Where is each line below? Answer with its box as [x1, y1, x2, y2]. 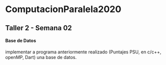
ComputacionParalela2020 [5, 4, 121, 15]
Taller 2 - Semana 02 [5, 24, 72, 32]
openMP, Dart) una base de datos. [5, 54, 77, 60]
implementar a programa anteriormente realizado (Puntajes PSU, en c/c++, [5, 49, 161, 55]
